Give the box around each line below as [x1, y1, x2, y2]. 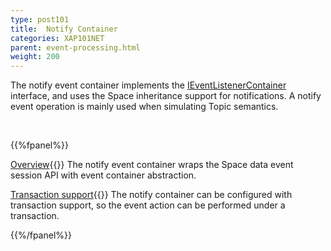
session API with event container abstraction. [10, 169, 197, 181]
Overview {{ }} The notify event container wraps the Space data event [10, 159, 294, 171]
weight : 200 [10, 52, 60, 62]
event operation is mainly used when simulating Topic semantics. [10, 101, 279, 113]
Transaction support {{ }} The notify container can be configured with [10, 189, 293, 201]
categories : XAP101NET [10, 33, 105, 43]
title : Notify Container [10, 24, 118, 34]
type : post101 [10, 14, 70, 25]
